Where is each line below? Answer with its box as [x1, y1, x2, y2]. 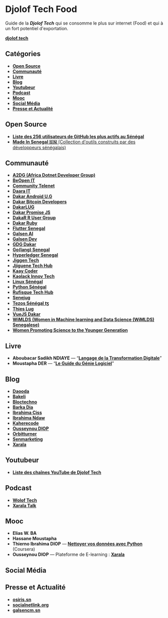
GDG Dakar [12, 242, 37, 248]
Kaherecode [12, 420, 39, 426]
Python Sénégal [12, 284, 47, 290]
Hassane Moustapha [12, 535, 57, 542]
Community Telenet [12, 183, 55, 189]
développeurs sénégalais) [12, 144, 66, 150]
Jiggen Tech [12, 257, 39, 264]
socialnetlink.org [12, 601, 49, 607]
